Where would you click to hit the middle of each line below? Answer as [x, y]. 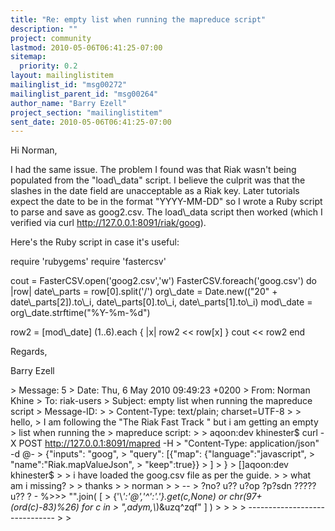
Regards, [29, 352]
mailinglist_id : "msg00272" [69, 85]
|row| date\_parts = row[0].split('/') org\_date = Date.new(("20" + [144, 292]
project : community [51, 38]
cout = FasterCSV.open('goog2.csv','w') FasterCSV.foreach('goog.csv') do [163, 281]
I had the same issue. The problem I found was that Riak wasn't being [153, 170]
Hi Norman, [34, 150]
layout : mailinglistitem [62, 76]
